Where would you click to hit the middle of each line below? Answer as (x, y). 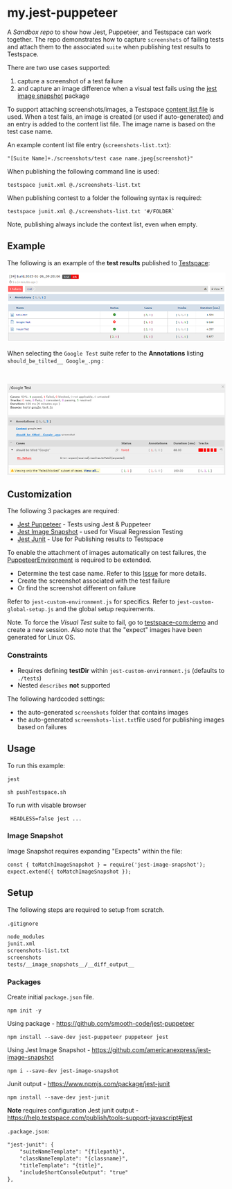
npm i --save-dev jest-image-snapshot (63, 1071)
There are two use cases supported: (59, 67)
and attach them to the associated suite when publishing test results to (109, 47)
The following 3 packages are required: (63, 511)
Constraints (28, 656)
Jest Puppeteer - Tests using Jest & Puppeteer (84, 524)
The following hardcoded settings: (56, 699)
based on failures (42, 726)
